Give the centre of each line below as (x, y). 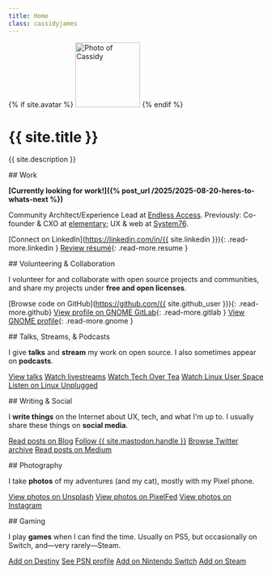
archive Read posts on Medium (60, 450)
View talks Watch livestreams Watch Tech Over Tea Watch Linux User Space (136, 377)
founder (21, 224)
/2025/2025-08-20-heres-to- (203, 191)
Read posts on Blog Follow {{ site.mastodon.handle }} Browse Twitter (123, 441)
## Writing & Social (40, 401)
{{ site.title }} (53, 137)
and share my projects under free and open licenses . (98, 288)
